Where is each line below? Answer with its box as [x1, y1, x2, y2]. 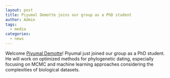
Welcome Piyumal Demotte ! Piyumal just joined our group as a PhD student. [5, 50, 165, 56]
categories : [5, 31, 31, 36]
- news [10, 36, 24, 42]
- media [10, 27, 27, 32]
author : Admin [5, 17, 36, 22]
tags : [5, 22, 17, 27]
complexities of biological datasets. [5, 66, 80, 72]
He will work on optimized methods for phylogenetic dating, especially [5, 55, 154, 62]
